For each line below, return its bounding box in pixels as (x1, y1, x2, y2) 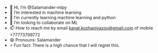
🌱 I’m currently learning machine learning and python (9, 15, 116, 20)
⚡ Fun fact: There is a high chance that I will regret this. (9, 42, 120, 48)
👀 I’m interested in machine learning (9, 10, 81, 15)
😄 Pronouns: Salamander (9, 37, 61, 42)
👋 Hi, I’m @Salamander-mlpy (9, 5, 67, 10)
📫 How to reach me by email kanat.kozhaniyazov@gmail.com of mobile (9, 25, 154, 31)
